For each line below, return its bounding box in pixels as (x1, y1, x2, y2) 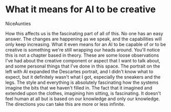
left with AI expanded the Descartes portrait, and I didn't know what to (5, 68, 154, 75)
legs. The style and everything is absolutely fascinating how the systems (5, 79, 159, 85)
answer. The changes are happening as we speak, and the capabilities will (5, 36, 162, 42)
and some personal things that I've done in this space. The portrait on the (5, 63, 160, 69)
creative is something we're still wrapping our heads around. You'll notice (5, 47, 160, 53)
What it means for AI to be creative (5, 4, 156, 15)
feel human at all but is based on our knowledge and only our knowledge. (5, 96, 160, 102)
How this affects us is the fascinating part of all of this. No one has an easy (5, 30, 163, 36)
